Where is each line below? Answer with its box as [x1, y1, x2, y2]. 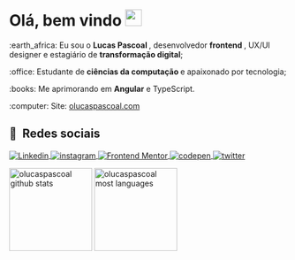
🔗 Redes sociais [9, 126, 101, 141]
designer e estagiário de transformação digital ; [9, 49, 184, 59]
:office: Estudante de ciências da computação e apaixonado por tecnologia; [9, 66, 287, 77]
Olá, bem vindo [9, 11, 122, 31]
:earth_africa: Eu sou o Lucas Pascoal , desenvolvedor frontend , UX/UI [9, 40, 271, 50]
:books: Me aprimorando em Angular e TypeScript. [9, 83, 195, 94]
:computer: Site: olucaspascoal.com [9, 100, 140, 111]
